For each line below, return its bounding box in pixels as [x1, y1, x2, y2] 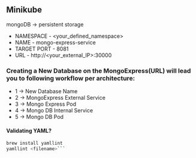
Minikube [6, 5, 43, 15]
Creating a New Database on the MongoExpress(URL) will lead [6, 66, 191, 74]
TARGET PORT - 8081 [14, 45, 69, 52]
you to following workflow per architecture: [6, 74, 135, 82]
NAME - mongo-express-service [14, 38, 96, 46]
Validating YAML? [6, 127, 52, 134]
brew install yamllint [6, 141, 63, 147]
